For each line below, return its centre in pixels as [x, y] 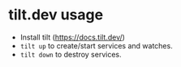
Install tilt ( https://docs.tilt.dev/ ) [73, 37]
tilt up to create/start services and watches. [96, 45]
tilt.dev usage [56, 15]
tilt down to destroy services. [71, 54]
